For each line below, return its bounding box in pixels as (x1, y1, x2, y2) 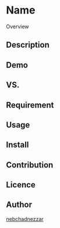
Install (6, 140, 29, 150)
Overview (6, 23, 29, 30)
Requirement (6, 100, 54, 110)
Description (6, 40, 50, 50)
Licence (6, 180, 36, 190)
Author (6, 200, 32, 210)
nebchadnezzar (6, 215, 44, 222)
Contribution (6, 160, 54, 170)
